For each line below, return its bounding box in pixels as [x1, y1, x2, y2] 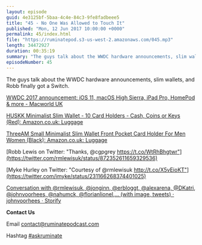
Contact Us [6, 208, 35, 216]
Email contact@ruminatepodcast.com [6, 220, 99, 228]
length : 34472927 [6, 43, 50, 49]
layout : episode [6, 8, 47, 15]
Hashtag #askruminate [6, 232, 63, 239]
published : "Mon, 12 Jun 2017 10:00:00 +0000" [6, 25, 125, 32]
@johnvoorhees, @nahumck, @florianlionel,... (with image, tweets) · [6, 190, 174, 197]
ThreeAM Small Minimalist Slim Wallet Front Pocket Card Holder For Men [6, 130, 186, 137]
